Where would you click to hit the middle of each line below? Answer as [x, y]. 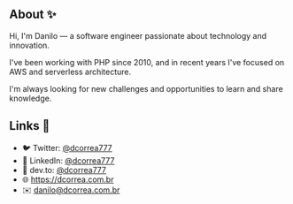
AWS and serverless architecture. [70, 72]
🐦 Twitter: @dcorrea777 [67, 147]
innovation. [30, 45]
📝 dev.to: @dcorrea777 [64, 170]
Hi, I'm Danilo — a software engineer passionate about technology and [138, 35]
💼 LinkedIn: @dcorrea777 [68, 160]
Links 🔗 [30, 126]
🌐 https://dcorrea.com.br [68, 179]
